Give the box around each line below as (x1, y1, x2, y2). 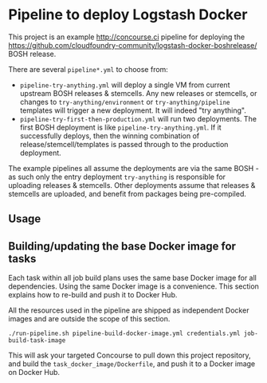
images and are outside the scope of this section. (8, 314, 171, 324)
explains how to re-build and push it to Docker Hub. (8, 290, 178, 300)
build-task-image (8, 337, 66, 345)
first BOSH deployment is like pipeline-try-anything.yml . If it (19, 122, 222, 132)
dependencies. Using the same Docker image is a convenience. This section (8, 281, 259, 291)
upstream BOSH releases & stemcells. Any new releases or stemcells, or (19, 88, 257, 98)
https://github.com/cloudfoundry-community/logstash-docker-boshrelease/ (8, 40, 257, 50)
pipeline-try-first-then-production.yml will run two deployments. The (19, 114, 257, 123)
